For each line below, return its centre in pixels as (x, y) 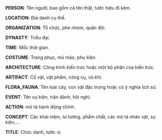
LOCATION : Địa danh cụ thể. (35, 18)
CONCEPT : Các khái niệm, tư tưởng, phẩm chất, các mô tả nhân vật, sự (80, 117)
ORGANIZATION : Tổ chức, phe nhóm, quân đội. (56, 28)
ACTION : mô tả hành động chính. (40, 107)
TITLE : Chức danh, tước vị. (34, 132)
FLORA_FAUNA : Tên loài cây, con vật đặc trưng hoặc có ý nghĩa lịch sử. (81, 87)
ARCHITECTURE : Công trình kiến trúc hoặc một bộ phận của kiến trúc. (80, 67)
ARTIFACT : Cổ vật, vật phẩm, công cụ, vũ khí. (54, 77)
